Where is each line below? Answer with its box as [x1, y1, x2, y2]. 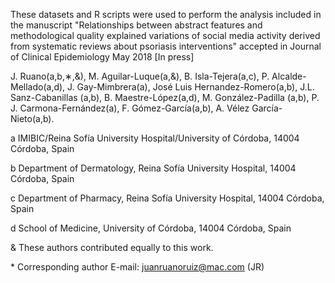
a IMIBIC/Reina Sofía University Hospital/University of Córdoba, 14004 [10, 132, 300, 144]
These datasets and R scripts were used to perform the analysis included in [10, 9, 322, 20]
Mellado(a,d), [10, 81, 66, 93]
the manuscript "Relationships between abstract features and [10, 19, 263, 31]
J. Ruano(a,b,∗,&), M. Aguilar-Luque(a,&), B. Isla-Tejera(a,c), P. [10, 70, 270, 82]
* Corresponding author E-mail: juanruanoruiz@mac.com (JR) [10, 261, 265, 273]
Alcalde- [271, 70, 307, 82]
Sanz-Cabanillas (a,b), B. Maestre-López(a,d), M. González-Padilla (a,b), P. [10, 92, 320, 103]
